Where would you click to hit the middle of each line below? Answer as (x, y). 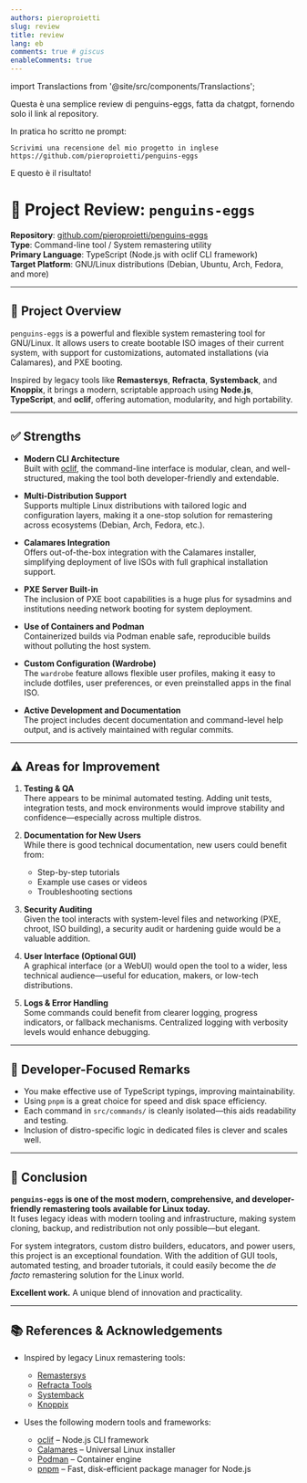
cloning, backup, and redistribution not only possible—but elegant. (135, 1228)
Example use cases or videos (92, 882)
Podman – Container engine (89, 1459)
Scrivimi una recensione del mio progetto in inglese (115, 148)
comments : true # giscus (57, 52)
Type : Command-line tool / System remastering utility (111, 245)
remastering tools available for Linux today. (126, 1209)
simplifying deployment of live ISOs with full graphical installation (146, 561)
